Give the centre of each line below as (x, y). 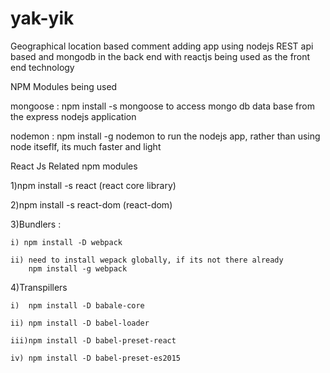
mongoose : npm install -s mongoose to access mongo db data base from (162, 106)
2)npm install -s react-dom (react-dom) (91, 204)
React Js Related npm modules (74, 166)
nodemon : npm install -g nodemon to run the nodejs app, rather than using (165, 136)
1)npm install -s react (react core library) (93, 185)
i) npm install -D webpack (66, 242)
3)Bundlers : (36, 224)
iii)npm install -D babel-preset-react (93, 340)
